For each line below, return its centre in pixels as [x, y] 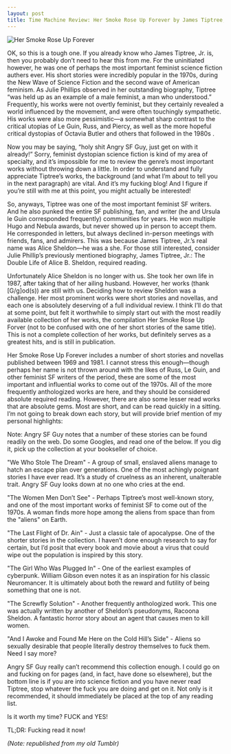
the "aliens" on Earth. [37, 519]
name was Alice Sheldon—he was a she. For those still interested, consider [113, 248]
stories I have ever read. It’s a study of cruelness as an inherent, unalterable [114, 477]
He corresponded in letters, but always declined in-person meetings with [111, 233]
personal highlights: [35, 421]
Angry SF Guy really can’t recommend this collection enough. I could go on [113, 667]
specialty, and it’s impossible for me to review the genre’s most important [111, 161]
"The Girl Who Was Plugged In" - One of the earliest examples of [99, 568]
